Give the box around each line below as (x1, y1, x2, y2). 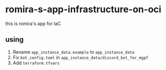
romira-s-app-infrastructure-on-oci (5, 4, 161, 15)
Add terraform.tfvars (12, 60, 60, 66)
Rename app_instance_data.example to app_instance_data (12, 49, 135, 55)
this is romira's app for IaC (5, 20, 61, 27)
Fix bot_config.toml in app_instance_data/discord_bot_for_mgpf (12, 54, 149, 60)
